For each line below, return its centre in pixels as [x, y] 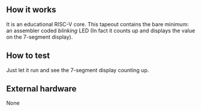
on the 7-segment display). [40, 37]
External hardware [41, 89]
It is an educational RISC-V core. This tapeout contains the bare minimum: [97, 24]
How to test [28, 56]
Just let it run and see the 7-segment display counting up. [78, 70]
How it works [31, 10]
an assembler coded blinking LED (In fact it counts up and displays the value [101, 30]
